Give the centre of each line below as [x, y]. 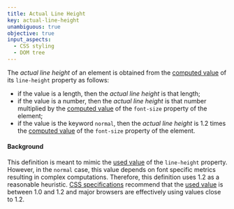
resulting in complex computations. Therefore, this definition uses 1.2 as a [114, 177]
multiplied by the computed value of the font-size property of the [112, 108]
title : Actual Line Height [46, 14]
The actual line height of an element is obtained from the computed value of [117, 72]
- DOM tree [29, 53]
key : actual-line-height [43, 20]
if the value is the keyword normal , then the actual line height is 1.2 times [122, 123]
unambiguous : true [34, 27]
